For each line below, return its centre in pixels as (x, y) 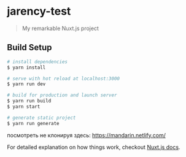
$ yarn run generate (33, 123)
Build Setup (29, 48)
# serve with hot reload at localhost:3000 (64, 78)
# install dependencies (37, 62)
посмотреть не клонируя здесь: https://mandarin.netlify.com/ (87, 135)
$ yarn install (26, 67)
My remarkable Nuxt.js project (60, 28)
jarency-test (39, 11)
